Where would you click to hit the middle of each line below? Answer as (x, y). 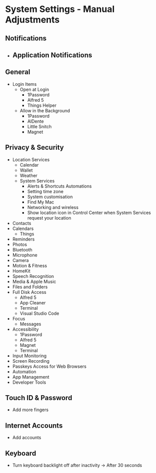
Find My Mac (41, 202)
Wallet (26, 170)
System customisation (50, 197)
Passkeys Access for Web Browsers (49, 366)
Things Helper (42, 105)
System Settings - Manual (60, 9)
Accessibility (25, 329)
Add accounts (27, 438)
